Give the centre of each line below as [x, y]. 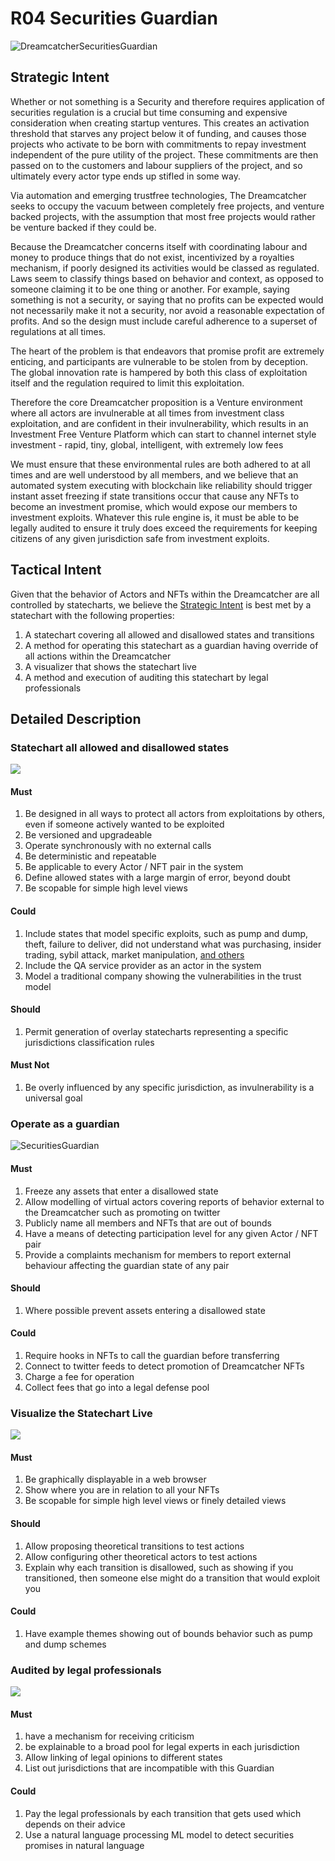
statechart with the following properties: [92, 615]
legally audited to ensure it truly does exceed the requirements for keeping [164, 528]
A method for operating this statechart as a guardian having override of [171, 645]
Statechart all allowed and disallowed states [120, 747]
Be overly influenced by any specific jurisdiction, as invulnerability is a [169, 1088]
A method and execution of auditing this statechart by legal [146, 677]
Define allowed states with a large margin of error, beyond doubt [157, 878]
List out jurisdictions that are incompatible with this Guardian [149, 1768]
